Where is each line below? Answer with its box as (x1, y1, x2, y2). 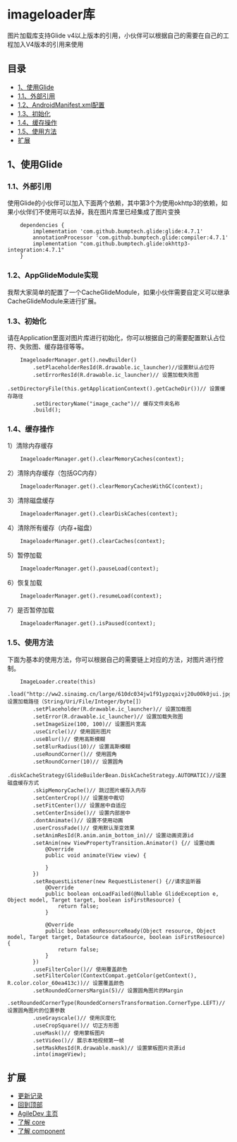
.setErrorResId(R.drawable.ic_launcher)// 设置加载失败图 (32, 372, 200, 379)
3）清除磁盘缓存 (7, 496, 55, 505)
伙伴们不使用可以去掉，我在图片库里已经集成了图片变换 (19, 208, 181, 216)
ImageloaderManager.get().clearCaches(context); (20, 538, 166, 545)
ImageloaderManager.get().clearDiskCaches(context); (20, 511, 178, 518)
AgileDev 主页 (17, 1109, 59, 1118)
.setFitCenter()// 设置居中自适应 (32, 802, 127, 809)
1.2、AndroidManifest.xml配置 (17, 100, 105, 109)
